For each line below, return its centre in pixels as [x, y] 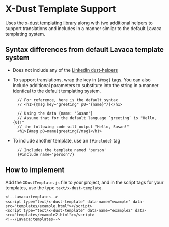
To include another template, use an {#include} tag [66, 140]
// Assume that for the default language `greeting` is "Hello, [87, 118]
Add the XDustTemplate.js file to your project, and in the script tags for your [84, 182]
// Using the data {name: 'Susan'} [55, 113]
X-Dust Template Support [61, 9]
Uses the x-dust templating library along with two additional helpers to [79, 23]
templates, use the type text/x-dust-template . [54, 188]
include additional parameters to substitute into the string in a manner [86, 85]
